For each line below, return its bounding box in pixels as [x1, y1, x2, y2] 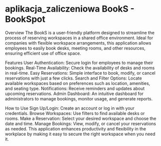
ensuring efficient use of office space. [5, 50, 81, 56]
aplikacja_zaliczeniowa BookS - [5, 3, 135, 15]
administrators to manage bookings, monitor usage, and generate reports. [5, 96, 153, 101]
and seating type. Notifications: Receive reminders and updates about [5, 85, 145, 91]
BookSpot [5, 14, 46, 25]
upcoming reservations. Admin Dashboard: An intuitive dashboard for [5, 91, 144, 97]
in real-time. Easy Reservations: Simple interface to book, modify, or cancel [5, 70, 156, 76]
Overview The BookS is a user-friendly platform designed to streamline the [5, 30, 155, 35]
